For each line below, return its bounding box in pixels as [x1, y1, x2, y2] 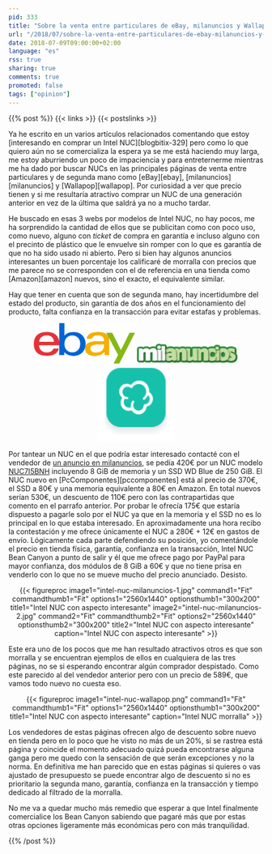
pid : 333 [8, 13, 38, 21]
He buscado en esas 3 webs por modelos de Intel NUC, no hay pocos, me [8, 213, 255, 223]
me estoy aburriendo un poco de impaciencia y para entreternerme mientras [8, 155, 264, 164]
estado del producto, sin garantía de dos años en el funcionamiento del [8, 298, 246, 308]
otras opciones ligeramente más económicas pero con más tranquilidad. [8, 820, 249, 830]
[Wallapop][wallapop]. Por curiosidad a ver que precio [61, 181, 242, 190]
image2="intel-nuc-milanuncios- [152, 602, 262, 612]
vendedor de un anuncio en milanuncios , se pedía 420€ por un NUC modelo [8, 458, 263, 468]
